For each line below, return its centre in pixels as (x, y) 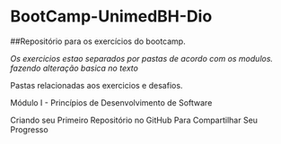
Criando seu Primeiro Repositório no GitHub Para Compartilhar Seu (134, 120)
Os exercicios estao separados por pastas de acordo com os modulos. (141, 58)
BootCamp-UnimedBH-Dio (111, 17)
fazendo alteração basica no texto (74, 68)
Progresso (29, 129)
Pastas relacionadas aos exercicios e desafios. (97, 85)
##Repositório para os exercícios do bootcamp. (98, 41)
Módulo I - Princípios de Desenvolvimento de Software (111, 102)
